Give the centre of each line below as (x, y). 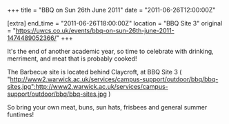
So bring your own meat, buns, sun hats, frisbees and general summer (107, 107)
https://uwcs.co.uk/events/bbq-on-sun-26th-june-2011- (95, 31)
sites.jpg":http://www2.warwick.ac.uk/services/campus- (88, 86)
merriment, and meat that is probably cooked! (72, 59)
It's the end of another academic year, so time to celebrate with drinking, (110, 51)
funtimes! (21, 114)
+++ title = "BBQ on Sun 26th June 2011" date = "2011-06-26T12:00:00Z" (111, 10)
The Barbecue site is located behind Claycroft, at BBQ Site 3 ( (94, 72)
